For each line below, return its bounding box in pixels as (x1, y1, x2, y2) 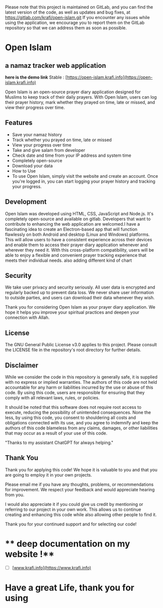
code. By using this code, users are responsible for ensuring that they (5, 390, 145, 396)
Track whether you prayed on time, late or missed (12, 137, 112, 143)
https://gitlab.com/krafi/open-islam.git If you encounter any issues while (5, 15, 150, 20)
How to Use (12, 168, 36, 174)
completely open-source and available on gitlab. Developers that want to (5, 216, 151, 222)
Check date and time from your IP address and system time (12, 152, 131, 158)
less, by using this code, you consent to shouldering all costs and (5, 415, 136, 420)
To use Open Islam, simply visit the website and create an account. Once (12, 173, 158, 179)
